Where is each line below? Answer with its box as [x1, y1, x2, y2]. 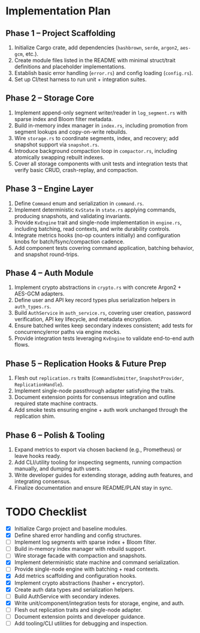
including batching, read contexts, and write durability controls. [14, 225, 171, 232]
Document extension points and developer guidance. [14, 613, 145, 620]
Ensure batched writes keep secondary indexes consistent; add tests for [14, 322, 193, 329]
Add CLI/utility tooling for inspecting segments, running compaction [14, 459, 182, 466]
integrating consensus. [14, 478, 71, 485]
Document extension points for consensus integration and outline [14, 394, 176, 401]
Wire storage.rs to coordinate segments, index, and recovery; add [14, 134, 179, 141]
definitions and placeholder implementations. [14, 63, 126, 70]
